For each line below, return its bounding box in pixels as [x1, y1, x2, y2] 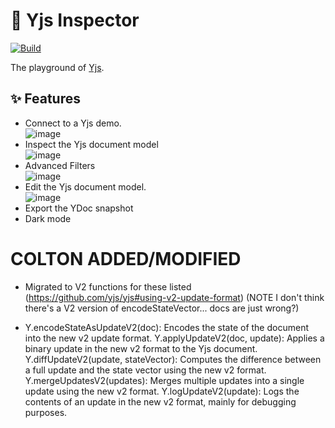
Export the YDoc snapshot [24, 202, 134, 214]
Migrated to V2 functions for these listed [24, 280, 192, 293]
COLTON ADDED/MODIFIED [10, 247, 242, 270]
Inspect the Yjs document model [24, 138, 159, 150]
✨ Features [10, 90, 81, 108]
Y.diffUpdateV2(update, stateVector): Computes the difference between [24, 353, 322, 365]
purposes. [24, 406, 68, 418]
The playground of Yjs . [10, 61, 105, 73]
